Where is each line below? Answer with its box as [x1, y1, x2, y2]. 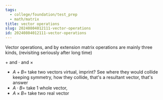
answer [12, 79, 28, 85]
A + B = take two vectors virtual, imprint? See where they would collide [12, 69, 158, 75]
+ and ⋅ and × [5, 59, 34, 65]
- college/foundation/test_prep [10, 12, 78, 17]
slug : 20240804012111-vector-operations [5, 26, 92, 31]
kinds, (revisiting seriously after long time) [5, 49, 93, 55]
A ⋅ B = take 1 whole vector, [12, 85, 68, 90]
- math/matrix [10, 16, 39, 21]
